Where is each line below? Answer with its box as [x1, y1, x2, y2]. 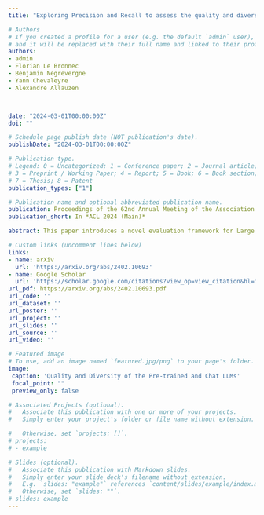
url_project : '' [8, 314, 61, 322]
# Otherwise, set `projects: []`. [8, 429, 128, 438]
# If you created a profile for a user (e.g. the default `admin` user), [8, 33, 255, 41]
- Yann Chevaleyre [8, 76, 68, 85]
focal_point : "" [11, 379, 65, 387]
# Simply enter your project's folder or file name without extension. [8, 415, 255, 424]
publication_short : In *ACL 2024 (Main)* [8, 213, 146, 221]
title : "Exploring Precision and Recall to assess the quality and [8, 11, 234, 20]
